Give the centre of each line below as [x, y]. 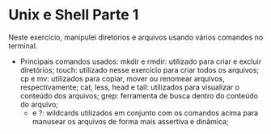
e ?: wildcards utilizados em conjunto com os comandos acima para [145, 113]
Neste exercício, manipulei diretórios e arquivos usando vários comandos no [136, 37]
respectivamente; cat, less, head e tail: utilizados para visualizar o [130, 87]
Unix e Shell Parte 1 [74, 15]
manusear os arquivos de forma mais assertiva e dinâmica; [130, 121]
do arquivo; [39, 104]
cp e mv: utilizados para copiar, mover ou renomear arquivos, [122, 78]
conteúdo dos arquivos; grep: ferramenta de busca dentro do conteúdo [139, 95]
